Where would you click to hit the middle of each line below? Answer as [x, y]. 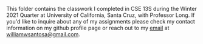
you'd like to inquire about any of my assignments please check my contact [101, 21]
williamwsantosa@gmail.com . [43, 34]
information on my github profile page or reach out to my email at [88, 28]
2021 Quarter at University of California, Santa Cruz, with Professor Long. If [101, 15]
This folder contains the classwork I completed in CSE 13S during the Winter [102, 9]
